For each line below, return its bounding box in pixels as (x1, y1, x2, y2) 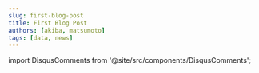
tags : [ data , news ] (8, 33, 74, 42)
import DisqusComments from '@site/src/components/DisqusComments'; (8, 56, 252, 65)
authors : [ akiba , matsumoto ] (8, 26, 106, 34)
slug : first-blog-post (8, 11, 84, 20)
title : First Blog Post (8, 19, 88, 27)
